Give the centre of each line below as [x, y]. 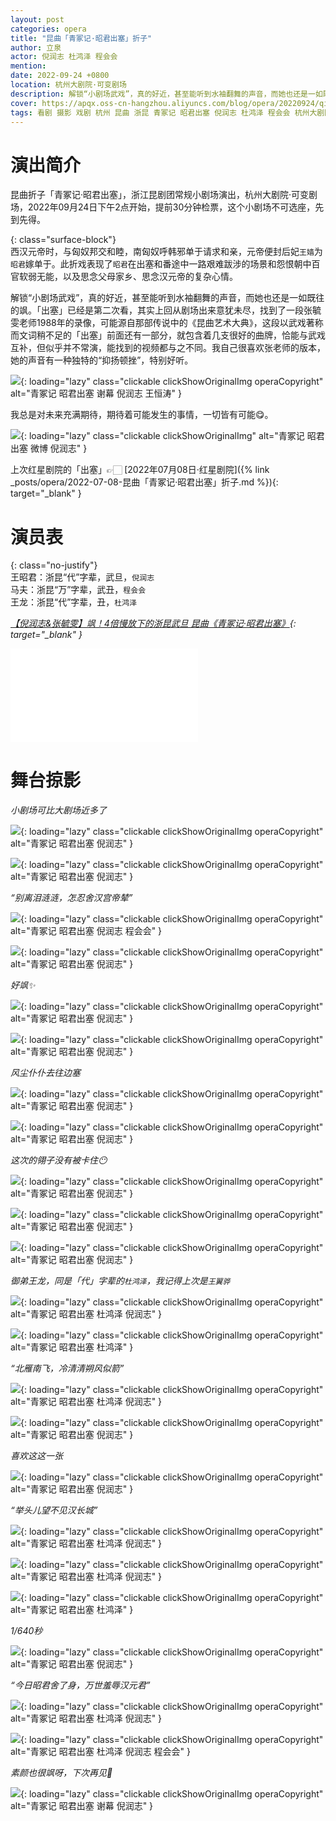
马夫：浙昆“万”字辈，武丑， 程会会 [78, 590]
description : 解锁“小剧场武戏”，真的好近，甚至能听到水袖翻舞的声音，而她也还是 [159, 94]
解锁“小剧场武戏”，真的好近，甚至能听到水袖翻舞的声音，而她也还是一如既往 [167, 298]
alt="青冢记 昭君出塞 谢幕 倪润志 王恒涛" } [96, 393]
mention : [28, 66]
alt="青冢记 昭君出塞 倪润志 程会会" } [86, 931]
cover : [24, 103]
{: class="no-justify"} [54, 565]
